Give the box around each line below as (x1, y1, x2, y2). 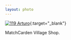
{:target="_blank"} (30, 20, 67, 26)
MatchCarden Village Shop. (5, 29, 60, 35)
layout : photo (5, 7, 34, 12)
